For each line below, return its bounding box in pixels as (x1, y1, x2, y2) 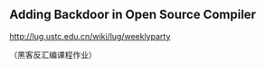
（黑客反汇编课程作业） (9, 49, 97, 60)
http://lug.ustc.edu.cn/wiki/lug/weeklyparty (9, 30, 171, 41)
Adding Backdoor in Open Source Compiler (9, 7, 256, 22)
